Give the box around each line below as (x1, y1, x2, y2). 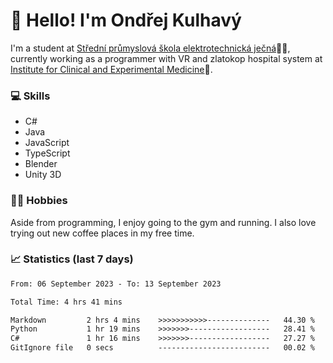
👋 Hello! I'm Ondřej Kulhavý (10, 9, 242, 32)
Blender (24, 158, 58, 170)
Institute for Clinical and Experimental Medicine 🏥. (10, 63, 213, 75)
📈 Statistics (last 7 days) (10, 252, 134, 266)
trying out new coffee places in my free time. (10, 227, 195, 239)
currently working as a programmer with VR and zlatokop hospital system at (10, 52, 323, 64)
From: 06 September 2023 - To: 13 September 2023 (10, 279, 222, 289)
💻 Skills (10, 89, 51, 103)
